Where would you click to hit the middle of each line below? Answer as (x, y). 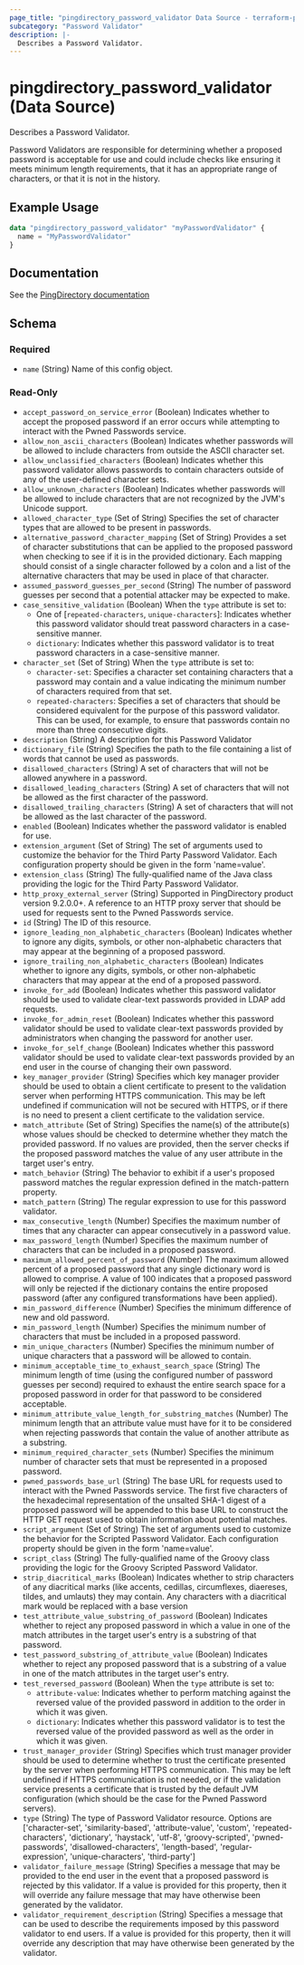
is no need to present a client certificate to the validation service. (143, 1115)
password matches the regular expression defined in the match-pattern (156, 1183)
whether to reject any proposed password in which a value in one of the (157, 1626)
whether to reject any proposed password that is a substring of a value (154, 1664)
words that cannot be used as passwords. (100, 759)
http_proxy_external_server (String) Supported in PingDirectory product (158, 894)
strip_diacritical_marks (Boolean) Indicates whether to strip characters (158, 1577)
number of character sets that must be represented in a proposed (145, 1462)
